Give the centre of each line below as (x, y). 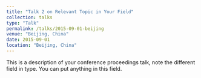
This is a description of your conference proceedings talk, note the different (101, 62)
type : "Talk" (23, 23)
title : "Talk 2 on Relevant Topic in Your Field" (70, 12)
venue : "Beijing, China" (38, 34)
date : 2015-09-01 (28, 40)
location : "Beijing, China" (42, 46)
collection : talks (29, 17)
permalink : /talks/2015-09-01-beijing (55, 28)
